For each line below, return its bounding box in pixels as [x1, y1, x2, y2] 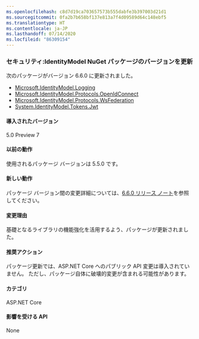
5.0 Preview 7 [6, 131, 40, 138]
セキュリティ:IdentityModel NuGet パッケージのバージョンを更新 [6, 57, 193, 66]
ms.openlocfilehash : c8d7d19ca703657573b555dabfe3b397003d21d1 [6, 8, 167, 15]
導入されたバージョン [6, 117, 58, 124]
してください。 [6, 197, 43, 204]
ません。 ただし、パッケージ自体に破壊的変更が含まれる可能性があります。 [6, 270, 189, 277]
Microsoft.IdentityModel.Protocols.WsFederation [14, 97, 134, 104]
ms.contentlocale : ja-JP [6, 25, 68, 32]
